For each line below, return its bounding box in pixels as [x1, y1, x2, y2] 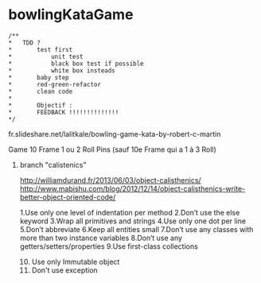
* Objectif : [8, 101, 73, 109]
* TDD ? [8, 38, 41, 47]
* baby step [8, 73, 69, 81]
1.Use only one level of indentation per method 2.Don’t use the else [19, 207, 240, 217]
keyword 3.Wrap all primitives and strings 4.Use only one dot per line [19, 216, 247, 226]
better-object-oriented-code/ [19, 192, 116, 202]
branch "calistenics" [19, 160, 87, 169]
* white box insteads [8, 66, 115, 75]
